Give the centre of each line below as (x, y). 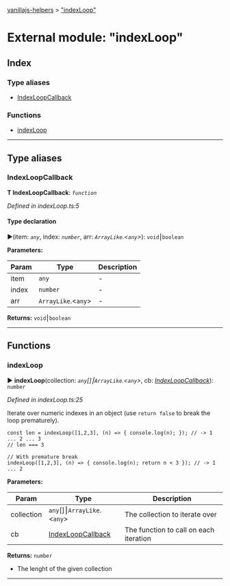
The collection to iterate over (170, 514)
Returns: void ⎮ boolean (39, 318)
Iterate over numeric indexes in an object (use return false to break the (109, 413)
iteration (138, 538)
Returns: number (30, 555)
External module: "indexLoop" (95, 38)
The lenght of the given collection (64, 568)
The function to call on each (169, 530)
